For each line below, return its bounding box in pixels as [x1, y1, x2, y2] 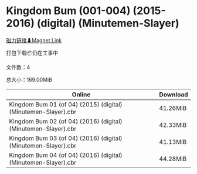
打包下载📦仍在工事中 [6, 49, 59, 56]
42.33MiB [159, 121, 187, 129]
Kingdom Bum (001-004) [6, 4, 131, 18]
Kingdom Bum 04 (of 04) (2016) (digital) [9, 151, 123, 159]
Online [72, 90, 91, 98]
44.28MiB [159, 155, 187, 163]
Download [159, 90, 188, 98]
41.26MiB [159, 104, 187, 112]
